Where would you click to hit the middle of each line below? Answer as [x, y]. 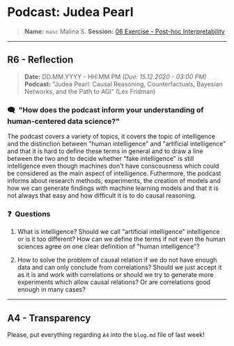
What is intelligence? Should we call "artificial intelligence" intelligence [119, 232]
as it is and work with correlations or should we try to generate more [115, 275]
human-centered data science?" [63, 121]
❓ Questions [29, 214]
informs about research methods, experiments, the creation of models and [114, 181]
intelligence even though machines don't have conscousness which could [113, 166]
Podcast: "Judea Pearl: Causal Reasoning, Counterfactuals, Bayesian [123, 84]
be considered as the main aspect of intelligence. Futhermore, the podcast [114, 173]
